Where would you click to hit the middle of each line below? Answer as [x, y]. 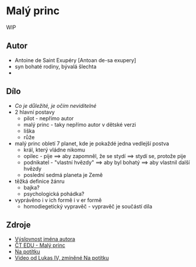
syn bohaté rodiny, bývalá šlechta [55, 66]
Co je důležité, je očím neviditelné [55, 105]
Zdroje [19, 225]
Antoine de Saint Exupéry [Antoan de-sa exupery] [75, 60]
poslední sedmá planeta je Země [63, 175]
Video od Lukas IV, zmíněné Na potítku [62, 258]
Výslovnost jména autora [45, 239]
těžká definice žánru [40, 181]
